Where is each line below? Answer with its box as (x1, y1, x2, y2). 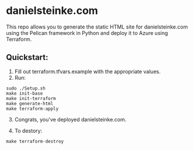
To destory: (14, 127, 43, 134)
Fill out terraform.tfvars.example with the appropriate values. (14, 68, 161, 75)
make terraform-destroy (6, 138, 64, 144)
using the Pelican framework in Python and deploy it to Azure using (6, 29, 168, 36)
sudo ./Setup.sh (6, 85, 46, 91)
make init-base (6, 90, 43, 97)
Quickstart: (6, 52, 49, 62)
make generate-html (6, 101, 54, 106)
